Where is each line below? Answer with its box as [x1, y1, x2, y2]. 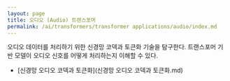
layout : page [7, 10, 45, 17]
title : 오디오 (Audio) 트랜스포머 [7, 17, 96, 24]
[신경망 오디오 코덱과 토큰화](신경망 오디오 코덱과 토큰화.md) [17, 66, 183, 75]
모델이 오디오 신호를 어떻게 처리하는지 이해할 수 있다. [14, 51, 159, 60]
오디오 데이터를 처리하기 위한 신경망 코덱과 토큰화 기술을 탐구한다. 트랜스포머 [7, 43, 217, 51]
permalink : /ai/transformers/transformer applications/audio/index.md [7, 23, 217, 30]
